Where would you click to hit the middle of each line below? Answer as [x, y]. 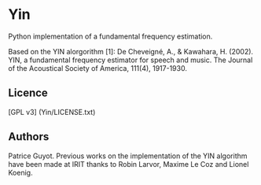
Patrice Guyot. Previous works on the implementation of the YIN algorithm [128, 156]
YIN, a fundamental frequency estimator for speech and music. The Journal [130, 60]
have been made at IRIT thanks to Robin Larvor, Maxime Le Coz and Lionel [129, 164]
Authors [29, 137]
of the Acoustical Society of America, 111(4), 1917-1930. [97, 68]
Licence [28, 93]
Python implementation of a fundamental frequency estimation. [110, 36]
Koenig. [20, 172]
